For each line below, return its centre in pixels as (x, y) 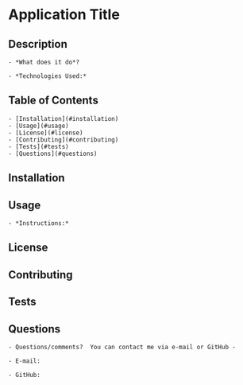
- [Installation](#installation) (64, 119)
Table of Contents (54, 101)
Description (38, 44)
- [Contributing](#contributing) (64, 140)
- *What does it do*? (44, 62)
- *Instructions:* (39, 224)
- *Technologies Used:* (48, 76)
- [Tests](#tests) (39, 146)
